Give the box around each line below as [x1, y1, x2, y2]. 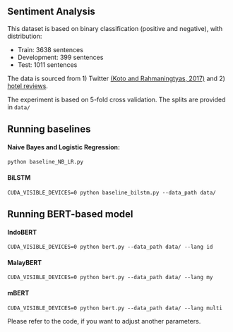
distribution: [7, 32, 42, 40]
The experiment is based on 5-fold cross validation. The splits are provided [7, 95, 226, 104]
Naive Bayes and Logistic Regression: [7, 142, 121, 151]
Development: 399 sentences [17, 53, 104, 61]
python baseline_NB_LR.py [7, 159, 83, 166]
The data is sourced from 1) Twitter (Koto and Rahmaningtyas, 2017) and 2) [7, 74, 226, 82]
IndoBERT [7, 228, 37, 236]
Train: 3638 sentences [17, 45, 83, 54]
